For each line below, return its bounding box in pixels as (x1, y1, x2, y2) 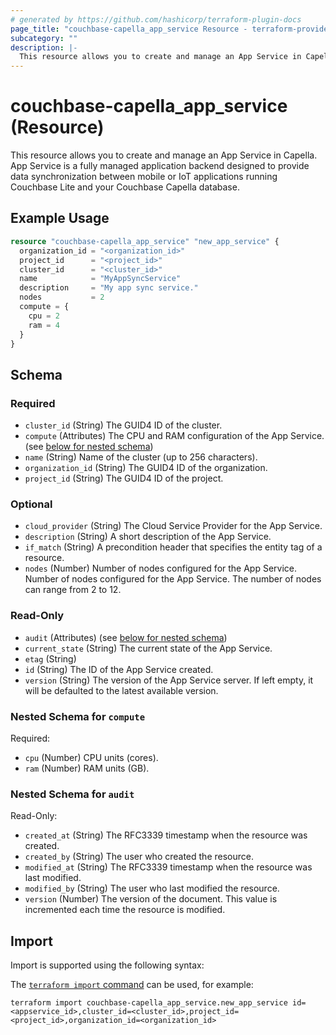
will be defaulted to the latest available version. (24, 684, 219, 696)
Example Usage (10, 210, 110, 227)
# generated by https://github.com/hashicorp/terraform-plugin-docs (10, 14, 302, 25)
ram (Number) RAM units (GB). (24, 762, 150, 774)
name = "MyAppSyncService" (19, 274, 182, 284)
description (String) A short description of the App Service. (24, 531, 272, 543)
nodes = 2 (19, 292, 105, 303)
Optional (10, 497, 53, 511)
